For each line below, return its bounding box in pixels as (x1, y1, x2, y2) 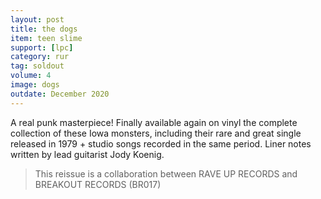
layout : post (10, 14, 65, 25)
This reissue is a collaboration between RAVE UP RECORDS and (34, 167, 298, 180)
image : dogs (10, 80, 60, 90)
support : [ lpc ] (10, 42, 74, 53)
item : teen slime (10, 33, 83, 43)
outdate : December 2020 (10, 89, 110, 99)
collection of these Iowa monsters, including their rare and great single (10, 127, 302, 139)
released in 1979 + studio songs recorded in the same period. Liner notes (10, 137, 312, 150)
